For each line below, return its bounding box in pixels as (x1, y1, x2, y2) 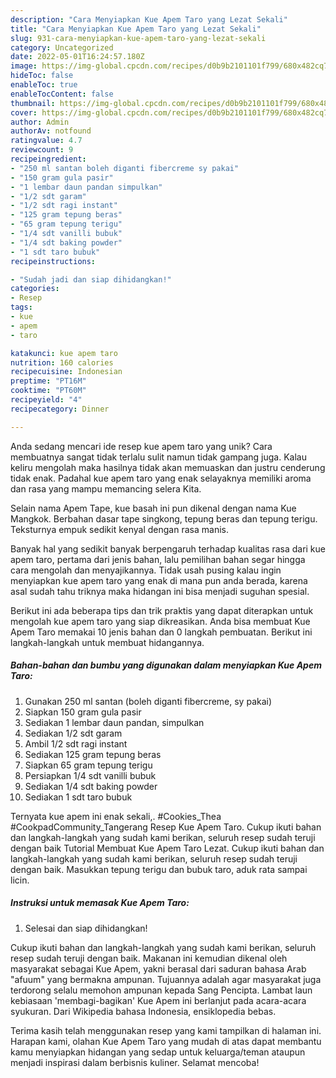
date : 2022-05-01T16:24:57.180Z (10, 52, 145, 62)
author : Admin (10, 117, 70, 127)
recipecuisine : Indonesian (10, 367, 123, 377)
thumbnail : (10, 98, 56, 108)
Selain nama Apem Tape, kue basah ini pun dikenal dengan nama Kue (10, 502, 297, 514)
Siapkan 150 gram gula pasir (24, 706, 142, 718)
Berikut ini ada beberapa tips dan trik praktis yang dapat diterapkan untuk (10, 604, 314, 616)
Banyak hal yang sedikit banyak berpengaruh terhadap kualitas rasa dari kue (10, 542, 326, 555)
